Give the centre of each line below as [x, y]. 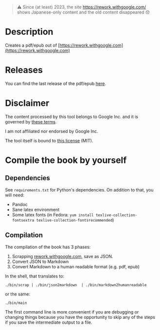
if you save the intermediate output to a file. [49, 322]
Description [29, 32]
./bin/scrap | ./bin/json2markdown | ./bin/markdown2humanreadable [76, 285]
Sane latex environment [36, 209]
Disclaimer [27, 103]
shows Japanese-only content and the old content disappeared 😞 [83, 12]
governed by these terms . [31, 122]
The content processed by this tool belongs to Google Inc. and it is [72, 117]
